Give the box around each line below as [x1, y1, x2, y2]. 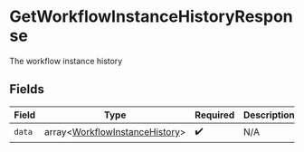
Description [242, 109, 296, 121]
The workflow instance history [9, 55, 123, 66]
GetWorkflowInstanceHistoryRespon [9, 6, 294, 27]
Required [194, 109, 235, 121]
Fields [9, 81, 45, 97]
